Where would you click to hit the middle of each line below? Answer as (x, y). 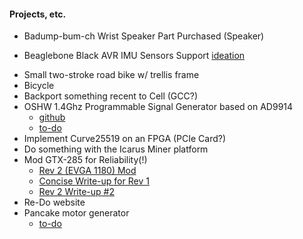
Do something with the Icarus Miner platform (116, 149)
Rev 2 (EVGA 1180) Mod (87, 171)
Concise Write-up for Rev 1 (94, 181)
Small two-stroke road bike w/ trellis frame (111, 75)
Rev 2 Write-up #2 (76, 192)
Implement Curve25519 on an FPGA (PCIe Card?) (125, 139)
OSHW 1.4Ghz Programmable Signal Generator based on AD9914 (158, 107)
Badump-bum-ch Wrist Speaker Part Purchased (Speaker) (144, 36)
